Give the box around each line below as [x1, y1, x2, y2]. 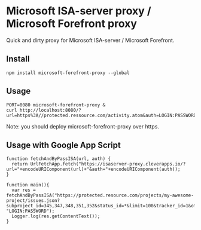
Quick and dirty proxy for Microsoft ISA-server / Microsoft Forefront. [6, 36, 175, 44]
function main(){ [6, 182, 50, 188]
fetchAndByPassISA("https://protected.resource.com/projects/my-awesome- [6, 192, 194, 198]
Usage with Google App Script [6, 140, 121, 150]
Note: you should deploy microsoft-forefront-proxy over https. [6, 122, 160, 130]
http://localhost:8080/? [19, 107, 82, 113]
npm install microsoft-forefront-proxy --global [6, 70, 130, 76]
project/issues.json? [6, 198, 60, 204]
